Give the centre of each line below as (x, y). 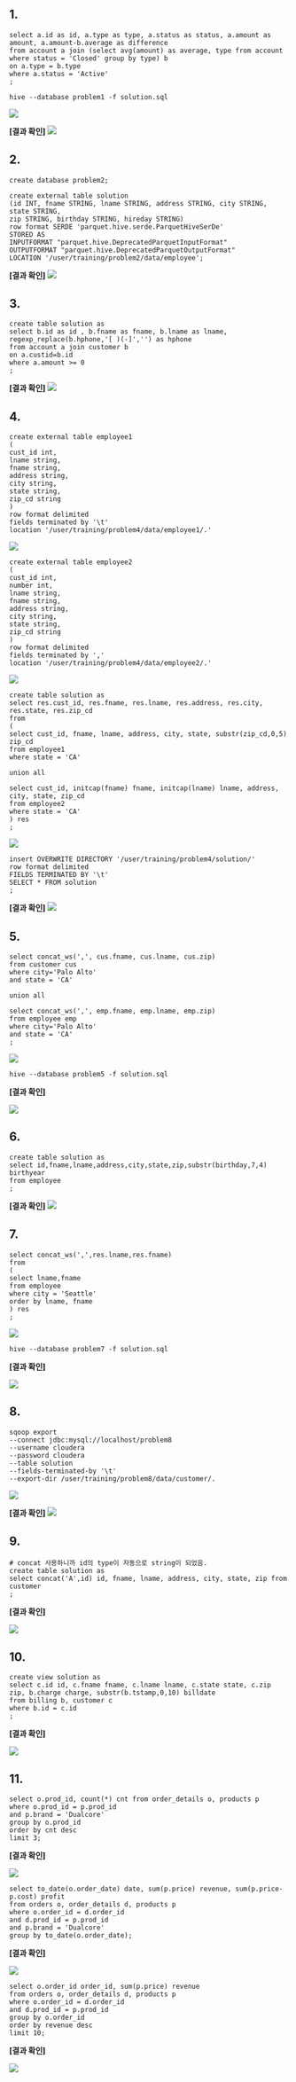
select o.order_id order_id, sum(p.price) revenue (105, 1986)
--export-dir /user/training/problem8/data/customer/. (113, 1479)
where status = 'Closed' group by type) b (89, 58)
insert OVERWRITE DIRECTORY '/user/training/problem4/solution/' (132, 859)
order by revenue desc (51, 2025)
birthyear (27, 1173)
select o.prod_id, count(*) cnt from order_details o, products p (134, 1799)
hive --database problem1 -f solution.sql (89, 97)
